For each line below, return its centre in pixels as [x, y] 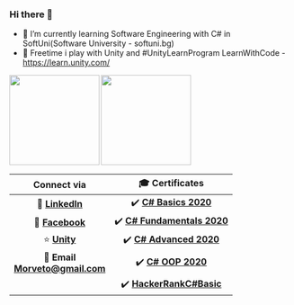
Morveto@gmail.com [60, 269]
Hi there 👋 [31, 14]
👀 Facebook [60, 222]
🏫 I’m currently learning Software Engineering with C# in [126, 34]
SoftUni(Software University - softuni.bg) [98, 43]
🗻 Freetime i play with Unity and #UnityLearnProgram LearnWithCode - [154, 53]
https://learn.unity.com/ [66, 63]
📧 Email [60, 257]
